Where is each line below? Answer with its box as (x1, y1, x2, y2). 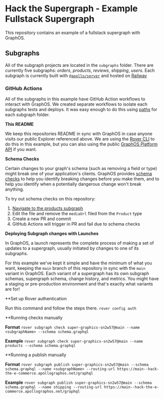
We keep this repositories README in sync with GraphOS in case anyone (5, 131, 153, 137)
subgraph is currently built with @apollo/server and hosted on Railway (5, 72, 147, 79)
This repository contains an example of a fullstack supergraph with (5, 29, 140, 35)
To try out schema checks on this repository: (5, 196, 96, 202)
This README (5, 121, 34, 127)
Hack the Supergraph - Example (5, 3, 138, 14)
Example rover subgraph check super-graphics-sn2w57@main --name (5, 338, 143, 344)
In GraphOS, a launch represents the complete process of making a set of (5, 240, 154, 246)
